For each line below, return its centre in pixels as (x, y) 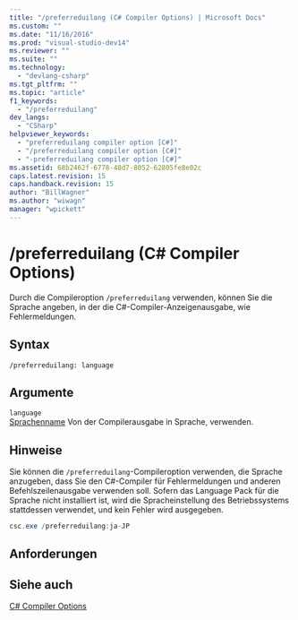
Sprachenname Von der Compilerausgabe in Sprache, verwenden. (132, 422)
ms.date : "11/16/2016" (51, 34)
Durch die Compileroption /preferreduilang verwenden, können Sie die (141, 297)
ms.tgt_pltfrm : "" (43, 84)
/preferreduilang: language (62, 365)
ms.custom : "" (36, 26)
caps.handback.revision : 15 (62, 185)
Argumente (42, 392)
